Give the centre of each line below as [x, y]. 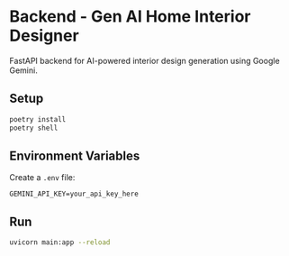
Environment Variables [75, 155]
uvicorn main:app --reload [60, 242]
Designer [44, 36]
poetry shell [34, 128]
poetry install [38, 119]
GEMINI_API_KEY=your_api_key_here [74, 194]
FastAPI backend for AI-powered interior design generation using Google [145, 60]
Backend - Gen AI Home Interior [130, 17]
